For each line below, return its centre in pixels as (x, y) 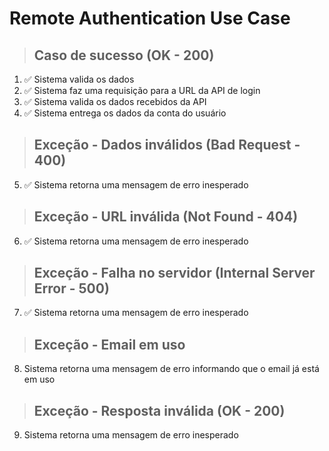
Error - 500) (71, 288)
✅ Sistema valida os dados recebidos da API (115, 101)
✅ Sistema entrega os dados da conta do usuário (125, 113)
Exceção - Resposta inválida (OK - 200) (159, 410)
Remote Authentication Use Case (150, 18)
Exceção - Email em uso (109, 344)
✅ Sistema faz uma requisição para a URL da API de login (142, 90)
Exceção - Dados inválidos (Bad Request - (167, 145)
